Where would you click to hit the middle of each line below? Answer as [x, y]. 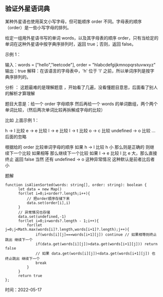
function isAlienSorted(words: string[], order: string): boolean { [76, 185]
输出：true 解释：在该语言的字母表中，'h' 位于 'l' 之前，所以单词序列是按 [78, 71]
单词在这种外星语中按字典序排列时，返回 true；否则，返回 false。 [71, 44]
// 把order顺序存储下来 [48, 198]
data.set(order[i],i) [48, 203]
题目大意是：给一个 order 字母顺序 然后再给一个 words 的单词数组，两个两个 [81, 103]
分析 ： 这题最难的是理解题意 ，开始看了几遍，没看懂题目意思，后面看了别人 [81, 87]
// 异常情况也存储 [34, 212]
